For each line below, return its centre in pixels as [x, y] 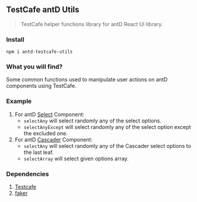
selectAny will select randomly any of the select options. [92, 121]
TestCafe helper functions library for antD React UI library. [92, 24]
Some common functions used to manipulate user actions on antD [87, 80]
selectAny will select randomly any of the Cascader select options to [107, 146]
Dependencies [28, 173]
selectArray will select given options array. [76, 158]
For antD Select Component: [50, 114]
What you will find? [34, 67]
